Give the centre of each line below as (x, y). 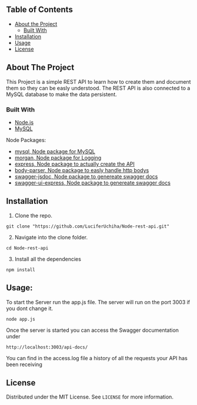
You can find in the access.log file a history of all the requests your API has (97, 358)
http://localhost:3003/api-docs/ (47, 347)
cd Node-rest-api (27, 248)
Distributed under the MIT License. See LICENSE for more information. (90, 397)
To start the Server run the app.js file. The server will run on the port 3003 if (98, 302)
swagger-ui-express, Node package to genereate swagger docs (92, 183)
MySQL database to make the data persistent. (61, 94)
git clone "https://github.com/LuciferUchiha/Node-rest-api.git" (88, 226)
